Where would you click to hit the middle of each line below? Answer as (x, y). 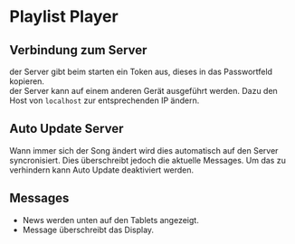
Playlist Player (64, 17)
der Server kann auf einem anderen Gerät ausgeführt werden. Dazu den (143, 91)
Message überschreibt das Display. (88, 230)
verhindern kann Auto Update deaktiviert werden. (102, 170)
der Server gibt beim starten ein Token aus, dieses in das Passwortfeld (141, 71)
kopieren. (27, 81)
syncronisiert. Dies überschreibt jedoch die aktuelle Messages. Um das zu (148, 160)
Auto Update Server (67, 129)
